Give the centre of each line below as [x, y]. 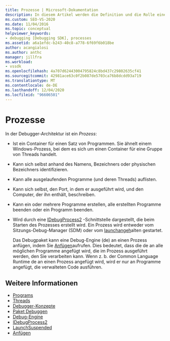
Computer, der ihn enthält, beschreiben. [54, 195]
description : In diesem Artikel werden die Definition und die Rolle [80, 15]
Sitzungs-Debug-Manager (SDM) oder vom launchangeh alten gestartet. [88, 231]
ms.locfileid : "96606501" [32, 95]
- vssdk [13, 66]
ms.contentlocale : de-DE [31, 85]
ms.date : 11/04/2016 [27, 24]
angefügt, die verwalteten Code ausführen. [57, 267]
